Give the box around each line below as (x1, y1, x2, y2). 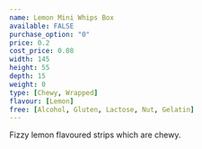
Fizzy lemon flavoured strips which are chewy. (9, 129, 181, 140)
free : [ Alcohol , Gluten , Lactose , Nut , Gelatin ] (9, 105, 195, 114)
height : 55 (9, 64, 50, 73)
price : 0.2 (9, 38, 50, 48)
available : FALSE (9, 22, 75, 31)
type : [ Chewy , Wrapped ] (9, 88, 99, 97)
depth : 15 (9, 72, 47, 81)
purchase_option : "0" (9, 30, 91, 39)
